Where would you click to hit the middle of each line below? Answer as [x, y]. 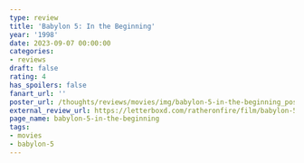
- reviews [28, 60]
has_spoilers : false [48, 85]
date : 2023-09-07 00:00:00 [60, 43]
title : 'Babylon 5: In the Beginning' [82, 26]
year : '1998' [34, 34]
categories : [32, 52]
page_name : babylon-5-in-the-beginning [85, 119]
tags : [19, 128]
